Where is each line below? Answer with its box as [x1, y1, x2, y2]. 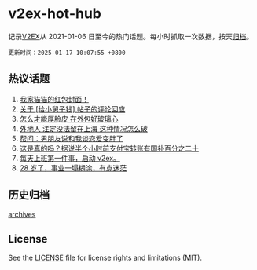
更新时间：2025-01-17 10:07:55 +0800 [8, 49, 126, 57]
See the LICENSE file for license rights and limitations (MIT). [8, 253, 203, 263]
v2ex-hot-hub [8, 5, 102, 23]
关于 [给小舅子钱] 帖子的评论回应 [19, 104, 126, 114]
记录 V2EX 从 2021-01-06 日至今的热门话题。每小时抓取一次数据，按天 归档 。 [8, 31, 254, 41]
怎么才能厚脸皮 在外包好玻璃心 [19, 114, 119, 123]
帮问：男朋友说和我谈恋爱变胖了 [19, 133, 123, 143]
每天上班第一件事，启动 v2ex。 [19, 153, 120, 162]
